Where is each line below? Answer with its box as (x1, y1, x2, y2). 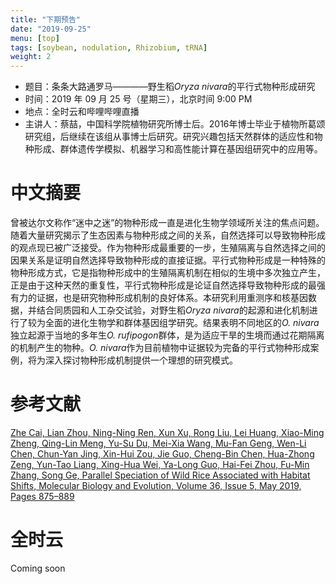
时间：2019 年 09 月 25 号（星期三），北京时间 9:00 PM (24, 93, 253, 105)
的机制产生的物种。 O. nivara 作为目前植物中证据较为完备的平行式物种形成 (10, 342, 311, 354)
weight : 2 (10, 52, 52, 62)
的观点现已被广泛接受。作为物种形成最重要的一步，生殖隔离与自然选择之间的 (10, 242, 326, 254)
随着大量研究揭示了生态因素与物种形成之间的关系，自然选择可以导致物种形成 (10, 229, 326, 241)
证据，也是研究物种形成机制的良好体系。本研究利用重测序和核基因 (36, 292, 308, 304)
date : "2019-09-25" (10, 24, 92, 34)
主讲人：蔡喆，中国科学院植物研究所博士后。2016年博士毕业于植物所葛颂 (24, 118, 326, 130)
